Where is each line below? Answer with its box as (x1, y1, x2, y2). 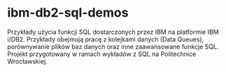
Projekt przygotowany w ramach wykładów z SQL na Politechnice (7, 50, 197, 58)
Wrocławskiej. (7, 57, 48, 65)
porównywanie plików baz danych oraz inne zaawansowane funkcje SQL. (7, 42, 219, 51)
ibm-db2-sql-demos (7, 5, 129, 21)
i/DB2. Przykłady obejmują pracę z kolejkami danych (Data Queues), (7, 35, 204, 43)
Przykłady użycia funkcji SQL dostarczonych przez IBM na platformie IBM (7, 28, 219, 36)
